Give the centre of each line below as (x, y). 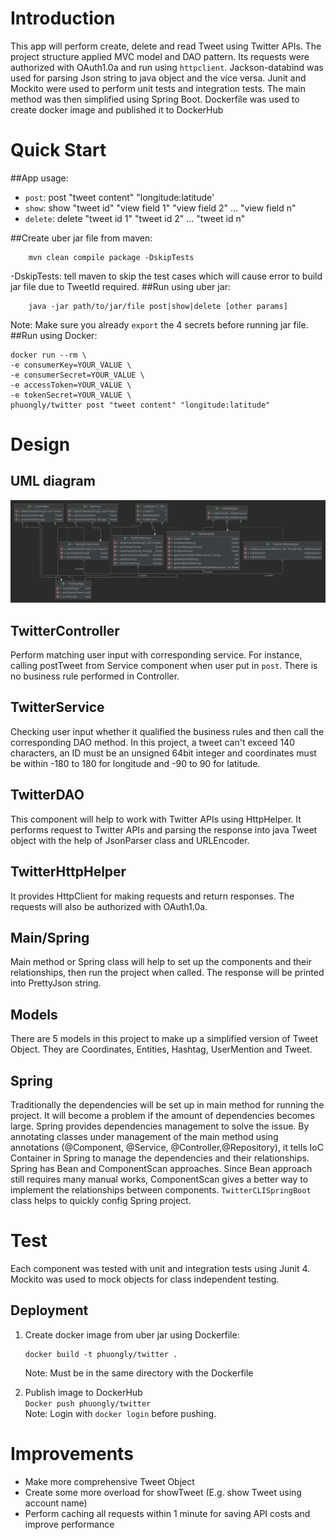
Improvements (72, 1453)
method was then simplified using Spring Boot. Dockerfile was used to (155, 99)
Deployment (49, 1310)
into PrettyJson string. (56, 983)
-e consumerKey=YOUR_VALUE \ (71, 365)
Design (40, 444)
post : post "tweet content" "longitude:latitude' (119, 197)
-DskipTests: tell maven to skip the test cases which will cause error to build (166, 276)
